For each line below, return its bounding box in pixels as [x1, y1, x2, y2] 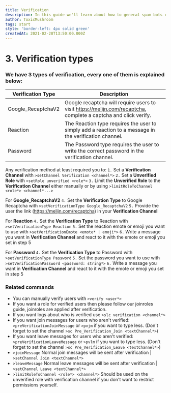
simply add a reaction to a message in [64, 127, 155, 134]
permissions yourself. [12, 382, 58, 388]
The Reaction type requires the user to [64, 120, 157, 127]
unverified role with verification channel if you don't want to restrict [12, 376, 154, 382]
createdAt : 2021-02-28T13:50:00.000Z [5, 31, 85, 36]
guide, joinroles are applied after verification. [12, 306, 107, 312]
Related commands [5, 284, 54, 291]
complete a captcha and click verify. [64, 112, 152, 119]
